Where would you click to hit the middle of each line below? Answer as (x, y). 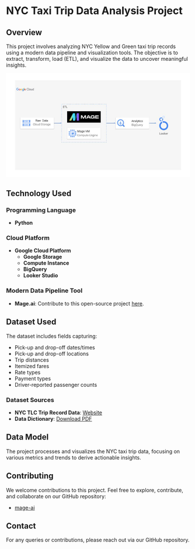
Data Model (27, 437)
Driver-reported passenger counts (56, 385)
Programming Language (41, 210)
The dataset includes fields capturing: (52, 336)
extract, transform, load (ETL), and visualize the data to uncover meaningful (97, 59)
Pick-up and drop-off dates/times (55, 347)
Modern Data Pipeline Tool (44, 291)
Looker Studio (41, 276)
